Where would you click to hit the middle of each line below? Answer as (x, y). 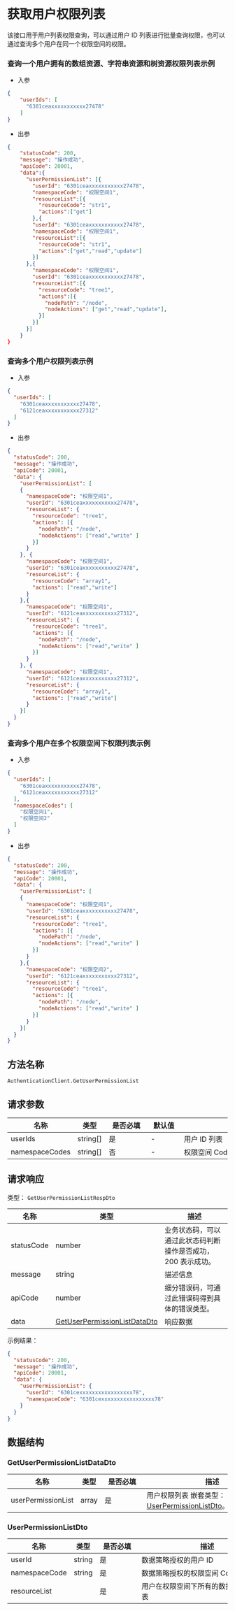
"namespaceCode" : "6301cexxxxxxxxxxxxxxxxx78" (95, 1399)
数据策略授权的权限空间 (180, 1573)
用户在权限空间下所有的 (180, 1587)
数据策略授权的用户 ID (178, 1560)
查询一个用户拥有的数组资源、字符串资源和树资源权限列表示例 (111, 64)
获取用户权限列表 (57, 14)
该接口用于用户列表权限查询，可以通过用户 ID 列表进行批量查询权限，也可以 (116, 35)
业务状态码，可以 (192, 1230)
